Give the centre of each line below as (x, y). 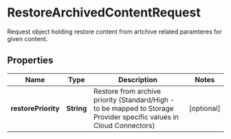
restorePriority (35, 108)
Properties (30, 61)
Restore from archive (127, 91)
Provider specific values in (136, 116)
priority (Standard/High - (134, 99)
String (77, 108)
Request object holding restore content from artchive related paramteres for (114, 31)
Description (138, 79)
